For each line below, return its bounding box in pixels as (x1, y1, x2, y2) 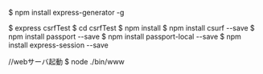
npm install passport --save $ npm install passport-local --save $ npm (8, 32, 241, 41)
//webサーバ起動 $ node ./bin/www (8, 57, 125, 66)
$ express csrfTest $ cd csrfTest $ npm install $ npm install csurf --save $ (8, 23, 255, 32)
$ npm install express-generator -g (8, 8, 125, 17)
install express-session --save (8, 40, 109, 50)
